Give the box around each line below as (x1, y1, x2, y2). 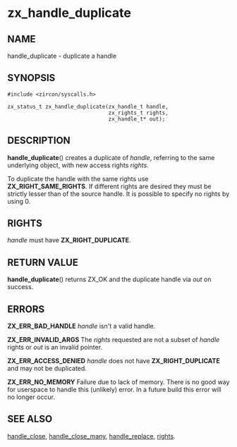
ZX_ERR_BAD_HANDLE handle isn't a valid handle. (7, 322, 156, 331)
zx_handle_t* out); (108, 115, 166, 123)
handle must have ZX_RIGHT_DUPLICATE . (7, 236, 132, 245)
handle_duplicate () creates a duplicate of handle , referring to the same (7, 153, 215, 161)
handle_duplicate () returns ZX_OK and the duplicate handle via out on (7, 275, 212, 283)
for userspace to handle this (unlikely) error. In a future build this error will (7, 386, 222, 394)
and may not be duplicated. (7, 365, 87, 373)
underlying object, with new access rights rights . (7, 161, 150, 169)
